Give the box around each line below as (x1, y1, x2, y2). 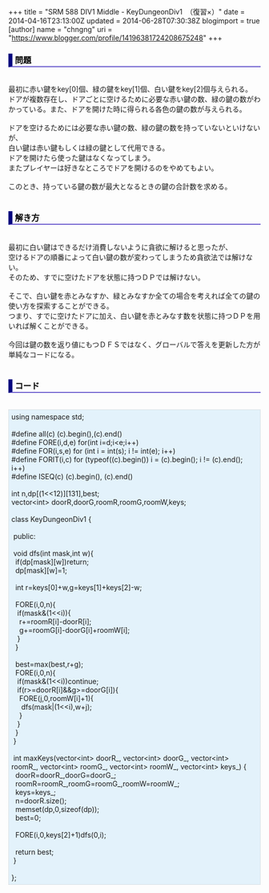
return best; (14, 846, 54, 857)
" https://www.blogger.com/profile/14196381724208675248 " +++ (8, 33, 223, 43)
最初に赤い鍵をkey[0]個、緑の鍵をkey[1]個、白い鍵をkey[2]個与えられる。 (8, 84, 253, 94)
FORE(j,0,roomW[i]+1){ (18, 693, 94, 703)
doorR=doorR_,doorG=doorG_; (14, 770, 117, 780)
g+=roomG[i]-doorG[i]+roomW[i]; (18, 625, 130, 634)
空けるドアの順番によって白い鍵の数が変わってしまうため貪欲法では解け (8, 252, 247, 262)
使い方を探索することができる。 (8, 300, 114, 311)
